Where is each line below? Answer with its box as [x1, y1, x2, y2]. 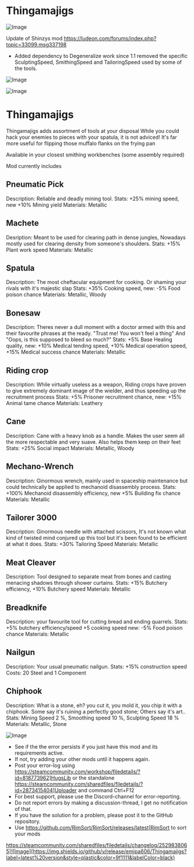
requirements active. [14, 749, 64, 756]
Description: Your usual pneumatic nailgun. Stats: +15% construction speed [6, 663, 188, 670]
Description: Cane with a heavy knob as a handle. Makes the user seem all [6, 432, 185, 439]
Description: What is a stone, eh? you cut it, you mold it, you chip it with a [6, 701, 182, 709]
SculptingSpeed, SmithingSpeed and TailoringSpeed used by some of [14, 59, 182, 66]
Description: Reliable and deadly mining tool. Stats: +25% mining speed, [6, 195, 179, 202]
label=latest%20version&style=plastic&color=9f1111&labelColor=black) [6, 854, 175, 861]
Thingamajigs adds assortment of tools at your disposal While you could [6, 127, 179, 134]
